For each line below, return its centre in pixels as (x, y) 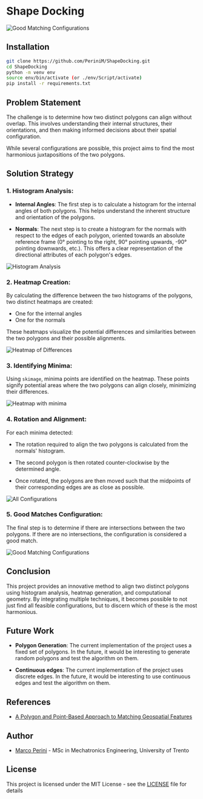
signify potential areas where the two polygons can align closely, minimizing (101, 385)
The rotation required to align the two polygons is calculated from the (101, 444)
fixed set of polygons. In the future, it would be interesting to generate (102, 652)
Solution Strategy (40, 174)
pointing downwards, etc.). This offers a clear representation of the (99, 248)
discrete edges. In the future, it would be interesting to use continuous (103, 676)
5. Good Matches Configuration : (55, 514)
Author (20, 736)
